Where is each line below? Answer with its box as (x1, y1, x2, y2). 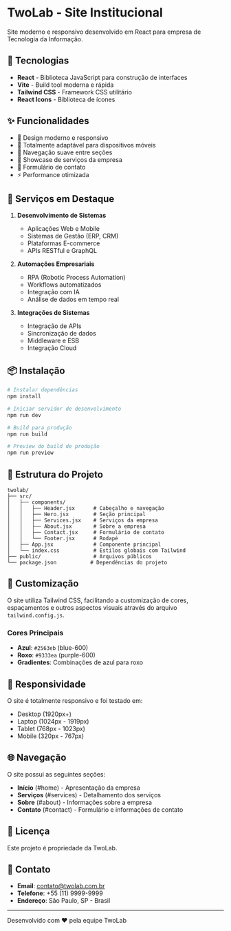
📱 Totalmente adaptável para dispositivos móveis (16, 141, 156, 149)
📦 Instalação (7, 365, 65, 376)
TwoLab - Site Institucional (7, 5, 163, 21)
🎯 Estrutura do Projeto (7, 469, 103, 480)
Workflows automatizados (27, 280, 102, 289)
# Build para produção (7, 424, 72, 431)
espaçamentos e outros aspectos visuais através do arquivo (7, 603, 177, 611)
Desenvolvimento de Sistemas (16, 212, 107, 220)
